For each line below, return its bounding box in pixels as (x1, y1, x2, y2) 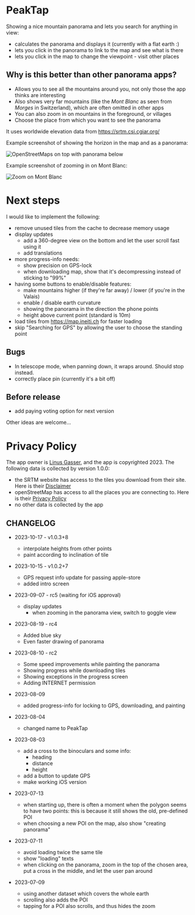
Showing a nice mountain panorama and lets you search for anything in (6, 23, 178, 30)
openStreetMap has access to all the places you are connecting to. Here (14, 489, 189, 496)
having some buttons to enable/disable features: (14, 280, 132, 287)
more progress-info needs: (14, 255, 80, 262)
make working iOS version (23, 779, 87, 786)
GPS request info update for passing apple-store (23, 574, 141, 581)
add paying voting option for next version (14, 407, 114, 414)
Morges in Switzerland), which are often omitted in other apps (14, 104, 164, 111)
